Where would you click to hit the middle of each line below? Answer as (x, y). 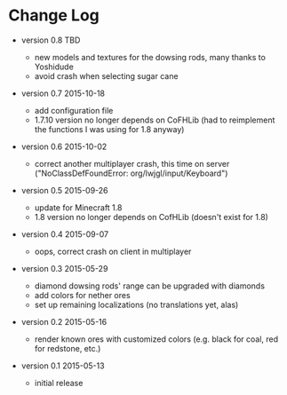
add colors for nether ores (82, 295)
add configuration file (74, 110)
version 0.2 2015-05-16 (64, 321)
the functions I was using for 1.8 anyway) (109, 129)
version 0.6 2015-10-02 (64, 146)
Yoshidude (54, 67)
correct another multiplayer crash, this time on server (132, 163)
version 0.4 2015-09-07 (64, 234)
